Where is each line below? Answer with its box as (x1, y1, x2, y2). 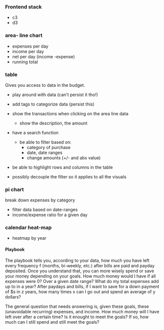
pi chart (5, 186, 24, 193)
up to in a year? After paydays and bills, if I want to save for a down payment (5, 283, 160, 289)
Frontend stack (5, 3, 42, 10)
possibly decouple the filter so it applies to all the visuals (12, 174, 126, 179)
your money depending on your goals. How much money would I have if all (5, 273, 156, 279)
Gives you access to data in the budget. (5, 82, 85, 88)
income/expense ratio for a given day (12, 212, 88, 218)
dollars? (5, 294, 21, 300)
